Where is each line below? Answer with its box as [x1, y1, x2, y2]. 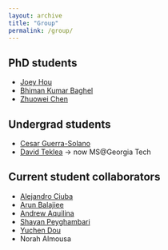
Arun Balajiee [19, 200, 64, 209]
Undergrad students [8, 117, 111, 131]
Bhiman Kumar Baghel [19, 85, 94, 96]
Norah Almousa [19, 233, 72, 244]
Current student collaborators [8, 170, 161, 184]
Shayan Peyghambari [19, 216, 90, 226]
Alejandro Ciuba [19, 191, 74, 200]
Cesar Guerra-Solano [19, 139, 90, 148]
